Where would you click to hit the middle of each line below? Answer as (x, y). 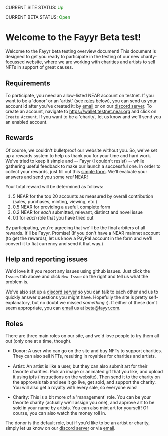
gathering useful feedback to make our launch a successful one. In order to (83, 166)
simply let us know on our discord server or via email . (60, 428)
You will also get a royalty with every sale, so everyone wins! (75, 388)
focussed (15, 62)
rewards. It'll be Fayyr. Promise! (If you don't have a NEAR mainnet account (83, 233)
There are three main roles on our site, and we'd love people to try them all (82, 336)
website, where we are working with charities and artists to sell (90, 62)
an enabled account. (26, 122)
